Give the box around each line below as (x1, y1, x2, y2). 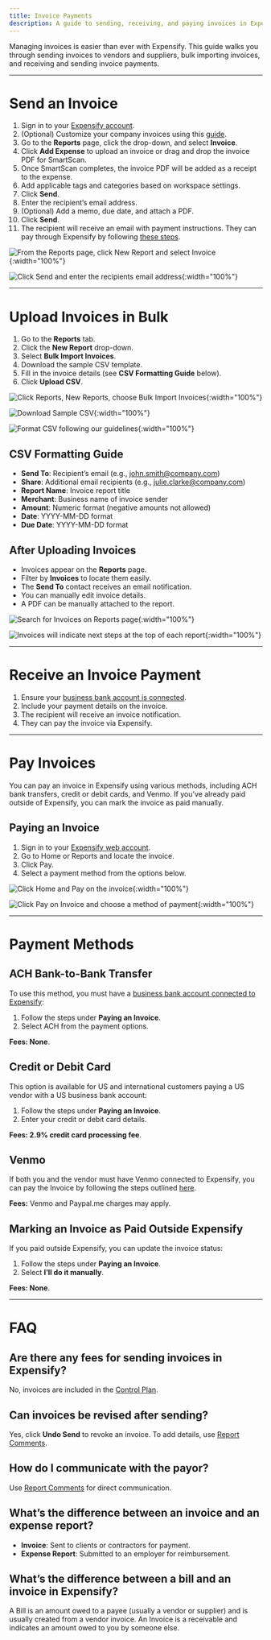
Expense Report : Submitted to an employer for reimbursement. (20, 1548, 231, 1559)
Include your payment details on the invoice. (20, 701, 168, 710)
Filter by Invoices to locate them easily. (20, 574, 152, 582)
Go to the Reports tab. (20, 334, 96, 344)
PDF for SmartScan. (20, 155, 87, 165)
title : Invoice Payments (9, 11, 92, 20)
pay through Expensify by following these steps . (20, 232, 181, 242)
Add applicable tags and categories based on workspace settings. (20, 180, 240, 190)
